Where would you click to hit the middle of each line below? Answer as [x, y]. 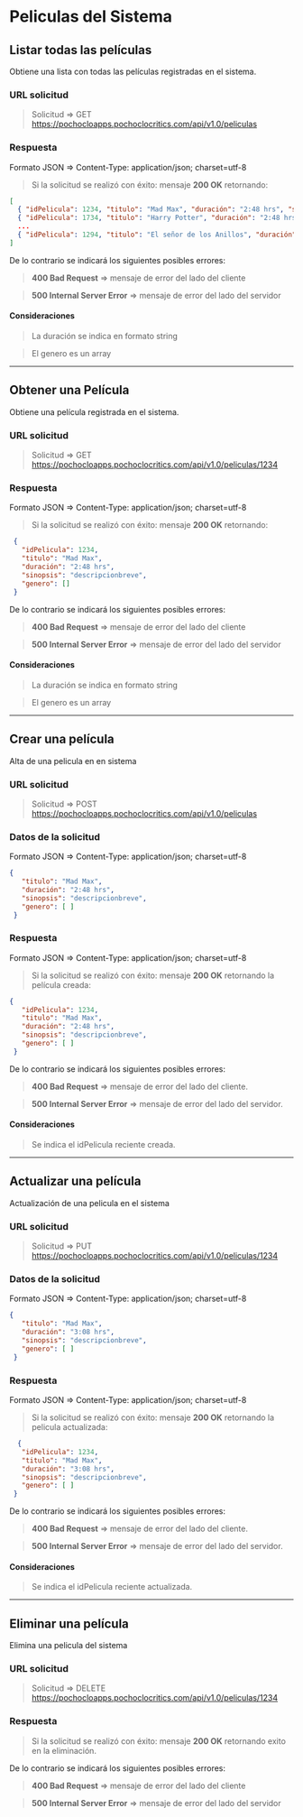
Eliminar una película [69, 1623]
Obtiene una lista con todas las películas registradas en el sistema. [133, 71]
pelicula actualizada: [69, 1427]
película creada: [61, 984]
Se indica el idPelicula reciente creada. [103, 1145]
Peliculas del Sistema [91, 17]
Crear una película [62, 739]
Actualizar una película [75, 1181]
